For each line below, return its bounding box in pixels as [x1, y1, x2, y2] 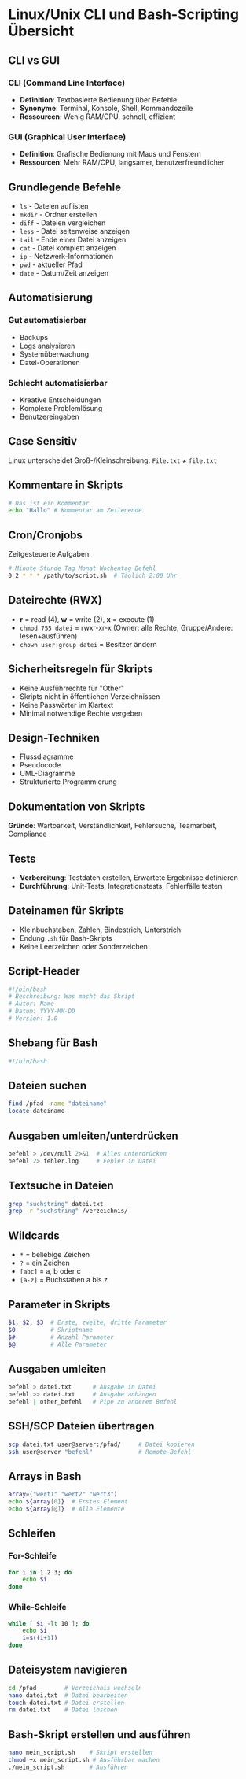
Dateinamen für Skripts [8, 904, 124, 918]
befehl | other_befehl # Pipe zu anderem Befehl [8, 1398, 178, 1406]
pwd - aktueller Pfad [19, 260, 83, 269]
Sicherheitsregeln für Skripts [8, 663, 153, 676]
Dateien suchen [8, 1079, 87, 1093]
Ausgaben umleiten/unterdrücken [8, 1129, 178, 1142]
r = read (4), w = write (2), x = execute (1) [19, 614, 155, 623]
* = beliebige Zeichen [19, 1250, 90, 1259]
